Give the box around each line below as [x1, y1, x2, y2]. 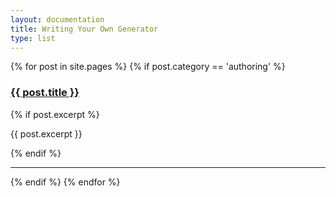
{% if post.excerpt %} [10, 108, 100, 120]
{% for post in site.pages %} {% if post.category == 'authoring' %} [10, 61, 286, 73]
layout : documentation [10, 14, 105, 25]
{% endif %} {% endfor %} [10, 176, 121, 188]
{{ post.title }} [10, 86, 80, 100]
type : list [10, 33, 56, 43]
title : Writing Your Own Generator [10, 24, 159, 34]
